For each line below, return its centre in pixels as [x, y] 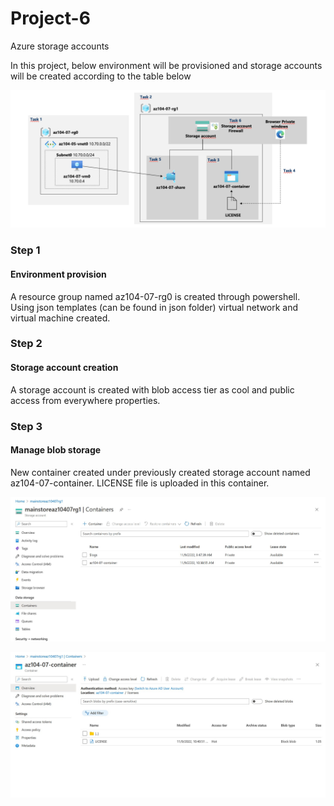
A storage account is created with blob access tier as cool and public [152, 389]
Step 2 [26, 344]
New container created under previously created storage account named [160, 472]
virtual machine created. [60, 318]
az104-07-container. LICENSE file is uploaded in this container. [140, 483]
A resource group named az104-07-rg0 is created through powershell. [155, 296]
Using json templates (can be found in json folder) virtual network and [154, 307]
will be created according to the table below [101, 76]
